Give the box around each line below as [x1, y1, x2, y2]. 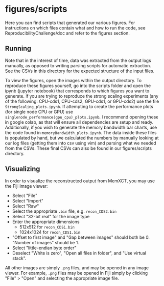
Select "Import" [12, 198, 44, 203]
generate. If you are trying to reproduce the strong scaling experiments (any [5, 93, 159, 99]
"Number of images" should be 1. [12, 239, 79, 245]
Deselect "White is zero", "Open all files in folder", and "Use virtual [12, 250, 146, 256]
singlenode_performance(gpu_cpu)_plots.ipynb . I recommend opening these [5, 114, 159, 120]
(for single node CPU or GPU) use [5, 109, 73, 114]
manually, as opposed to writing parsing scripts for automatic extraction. [5, 62, 152, 68]
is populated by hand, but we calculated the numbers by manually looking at [5, 135, 159, 141]
